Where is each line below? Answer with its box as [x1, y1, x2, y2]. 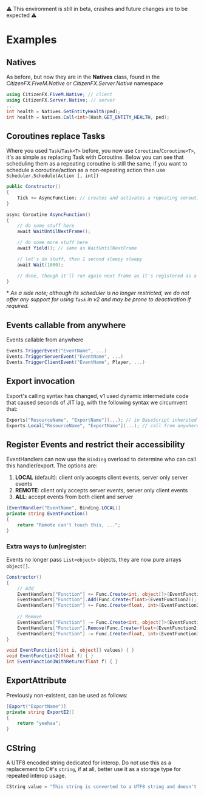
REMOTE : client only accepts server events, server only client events [15, 487, 188, 494]
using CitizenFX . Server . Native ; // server [6, 97, 115, 103]
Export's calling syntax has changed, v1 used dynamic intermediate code [6, 392, 189, 399]
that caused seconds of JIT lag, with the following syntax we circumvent [6, 399, 188, 406]
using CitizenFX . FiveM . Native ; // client [6, 91, 113, 97]
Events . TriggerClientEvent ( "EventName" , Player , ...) [6, 359, 146, 365]
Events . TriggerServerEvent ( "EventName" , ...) [6, 354, 123, 360]
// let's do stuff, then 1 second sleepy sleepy [17, 256, 143, 262]
